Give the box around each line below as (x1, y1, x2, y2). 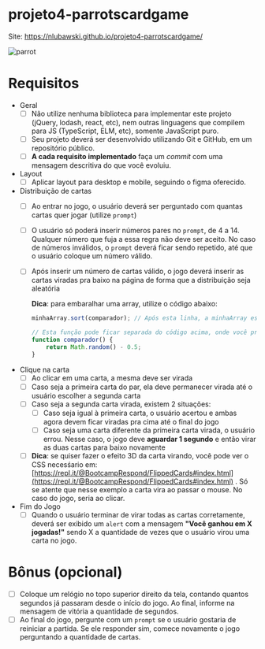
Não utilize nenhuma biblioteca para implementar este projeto (31, 109, 232, 118)
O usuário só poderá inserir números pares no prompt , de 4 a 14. (31, 226, 240, 235)
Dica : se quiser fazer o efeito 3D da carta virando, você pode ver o (31, 451, 249, 460)
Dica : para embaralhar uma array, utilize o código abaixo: (31, 299, 218, 309)
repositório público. (31, 143, 95, 153)
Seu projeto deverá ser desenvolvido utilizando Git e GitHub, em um (31, 134, 252, 143)
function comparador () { (31, 336, 114, 344)
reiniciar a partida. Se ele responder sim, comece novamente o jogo (19, 624, 241, 633)
